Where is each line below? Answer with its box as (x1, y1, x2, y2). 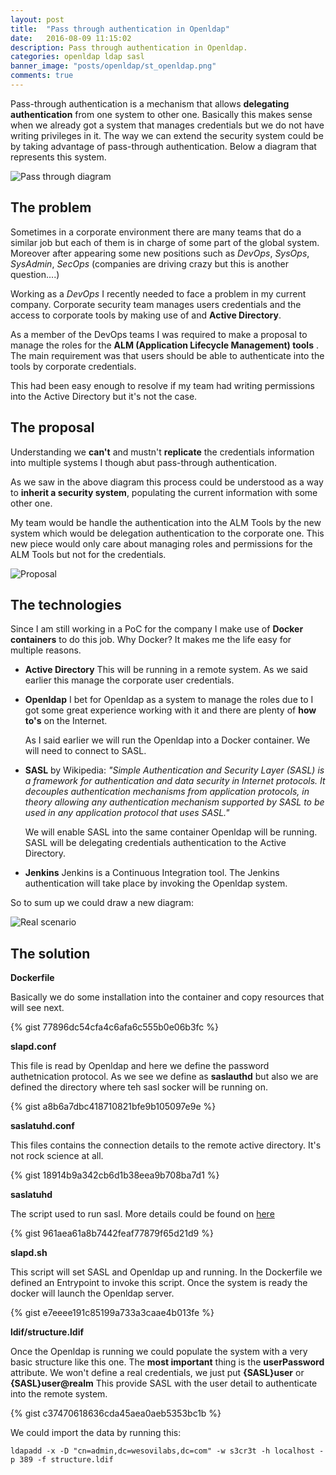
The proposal (10, 419, 95, 436)
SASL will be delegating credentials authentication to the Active (24, 837, 287, 849)
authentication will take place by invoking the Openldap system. (24, 877, 288, 890)
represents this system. (10, 151, 107, 163)
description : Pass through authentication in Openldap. (10, 42, 248, 53)
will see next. (10, 1002, 65, 1014)
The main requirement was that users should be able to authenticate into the (10, 349, 325, 361)
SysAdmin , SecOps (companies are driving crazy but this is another (10, 257, 289, 270)
